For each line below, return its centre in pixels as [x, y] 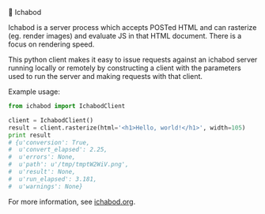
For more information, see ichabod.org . [72, 201]
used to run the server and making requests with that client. [106, 76]
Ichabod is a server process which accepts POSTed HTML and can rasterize [132, 27]
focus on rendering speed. [51, 44]
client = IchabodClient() [51, 120]
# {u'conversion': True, [49, 142]
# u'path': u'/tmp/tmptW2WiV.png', [68, 165]
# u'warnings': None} [45, 186]
